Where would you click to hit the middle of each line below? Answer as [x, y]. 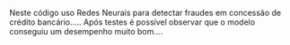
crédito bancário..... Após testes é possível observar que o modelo [132, 22]
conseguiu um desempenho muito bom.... [86, 31]
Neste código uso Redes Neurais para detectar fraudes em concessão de [145, 13]
